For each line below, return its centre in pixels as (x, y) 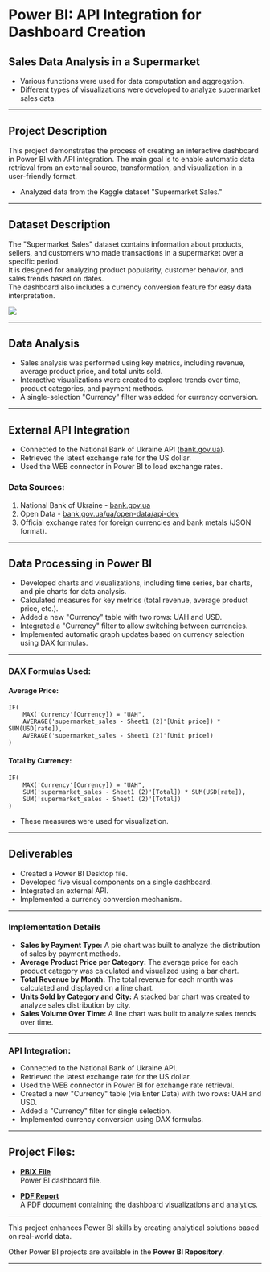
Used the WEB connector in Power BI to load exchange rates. (121, 467)
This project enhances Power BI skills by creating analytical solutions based (134, 1228)
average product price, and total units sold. (91, 372)
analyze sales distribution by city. (75, 1004)
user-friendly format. (43, 176)
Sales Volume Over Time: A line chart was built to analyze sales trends (138, 1013)
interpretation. (32, 295)
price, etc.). (39, 609)
